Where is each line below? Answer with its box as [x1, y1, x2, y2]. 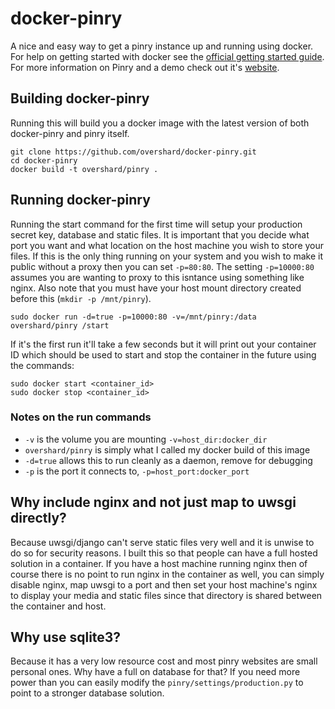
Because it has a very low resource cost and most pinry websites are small [10, 655, 318, 667]
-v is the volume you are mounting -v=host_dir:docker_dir [24, 433, 268, 445]
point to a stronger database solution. [10, 687, 165, 699]
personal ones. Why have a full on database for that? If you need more [10, 666, 301, 678]
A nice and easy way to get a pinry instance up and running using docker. [10, 40, 314, 52]
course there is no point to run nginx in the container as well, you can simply [10, 568, 325, 580]
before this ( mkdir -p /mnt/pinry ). [10, 292, 152, 304]
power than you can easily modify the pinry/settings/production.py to [10, 677, 304, 689]
